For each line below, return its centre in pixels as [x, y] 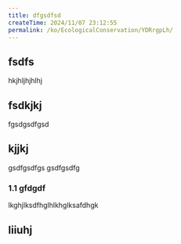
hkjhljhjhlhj [25, 81]
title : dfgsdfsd [34, 15]
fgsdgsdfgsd [29, 124]
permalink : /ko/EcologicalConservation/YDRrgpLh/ [91, 30]
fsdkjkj [25, 106]
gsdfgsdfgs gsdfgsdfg [44, 168]
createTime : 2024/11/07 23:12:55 [63, 23]
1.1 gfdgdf [27, 188]
